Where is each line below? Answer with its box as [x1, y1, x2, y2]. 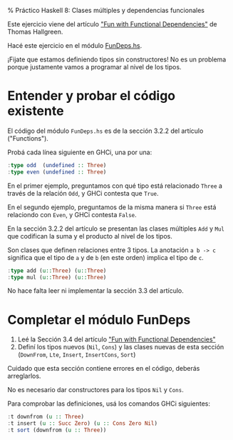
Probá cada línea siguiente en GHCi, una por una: [7, 148, 152, 156]
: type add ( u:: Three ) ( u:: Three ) [7, 267, 107, 274]
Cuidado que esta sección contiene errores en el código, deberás [7, 364, 200, 373]
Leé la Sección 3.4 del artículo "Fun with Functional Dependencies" [17, 335, 216, 344]
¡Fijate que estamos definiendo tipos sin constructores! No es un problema [7, 55, 227, 64]
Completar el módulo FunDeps [7, 311, 191, 328]
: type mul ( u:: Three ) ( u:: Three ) [7, 274, 107, 281]
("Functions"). [7, 134, 48, 142]
